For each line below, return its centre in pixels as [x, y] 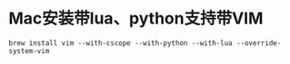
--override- [259, 43]
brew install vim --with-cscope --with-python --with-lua [120, 43]
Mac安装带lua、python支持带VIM [136, 18]
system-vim [29, 50]
